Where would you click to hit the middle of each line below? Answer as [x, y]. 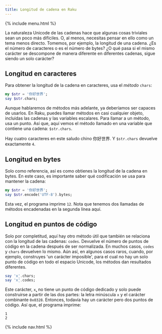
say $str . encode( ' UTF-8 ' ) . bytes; [39, 194]
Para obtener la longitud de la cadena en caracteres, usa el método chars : [79, 85]
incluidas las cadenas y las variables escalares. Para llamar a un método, [78, 118]
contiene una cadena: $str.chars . [39, 128]
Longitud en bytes [33, 159]
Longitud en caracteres [41, 74]
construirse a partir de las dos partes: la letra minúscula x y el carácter [75, 295]
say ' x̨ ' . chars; [20, 276]
